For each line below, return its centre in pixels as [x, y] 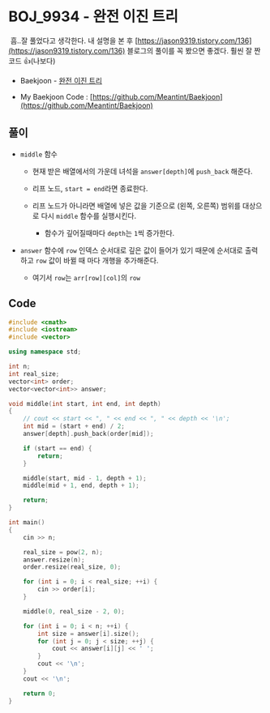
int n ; [19, 367]
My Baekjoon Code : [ [56, 96]
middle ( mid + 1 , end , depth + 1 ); [81, 486]
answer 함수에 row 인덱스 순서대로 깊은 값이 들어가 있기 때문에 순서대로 [131, 250]
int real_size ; [34, 374]
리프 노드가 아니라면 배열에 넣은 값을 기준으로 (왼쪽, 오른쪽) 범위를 [136, 205]
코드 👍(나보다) [32, 61]
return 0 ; [40, 694]
